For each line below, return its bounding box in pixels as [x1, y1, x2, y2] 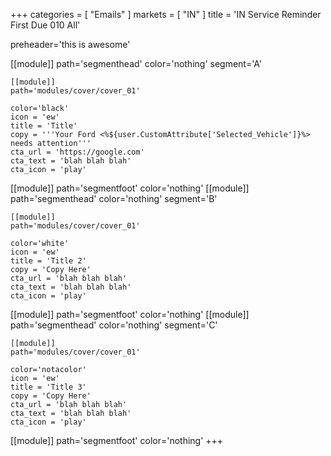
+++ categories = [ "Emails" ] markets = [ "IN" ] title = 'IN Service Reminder [10, 9, 322, 20]
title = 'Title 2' [10, 256, 87, 266]
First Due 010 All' [10, 19, 81, 31]
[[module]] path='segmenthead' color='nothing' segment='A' [10, 58, 263, 69]
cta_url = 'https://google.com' [10, 147, 145, 157]
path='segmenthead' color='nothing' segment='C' [10, 319, 218, 331]
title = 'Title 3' [10, 382, 87, 392]
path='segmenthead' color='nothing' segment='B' [10, 193, 218, 204]
